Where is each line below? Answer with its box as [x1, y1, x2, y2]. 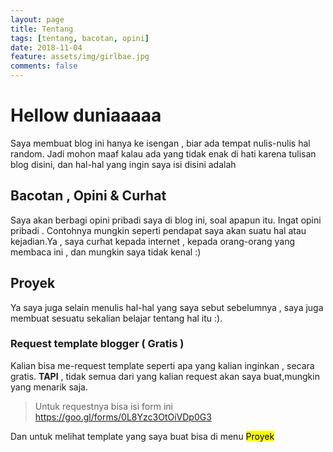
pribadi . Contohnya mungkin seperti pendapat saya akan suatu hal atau [10, 224, 307, 236]
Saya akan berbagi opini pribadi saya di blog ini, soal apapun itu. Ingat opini [10, 214, 322, 226]
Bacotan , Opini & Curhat [10, 187, 167, 205]
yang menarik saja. [10, 381, 88, 393]
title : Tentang [10, 24, 74, 34]
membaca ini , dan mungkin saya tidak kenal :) [10, 246, 202, 258]
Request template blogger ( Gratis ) [10, 337, 185, 351]
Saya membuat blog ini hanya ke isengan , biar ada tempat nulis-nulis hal [10, 137, 311, 149]
